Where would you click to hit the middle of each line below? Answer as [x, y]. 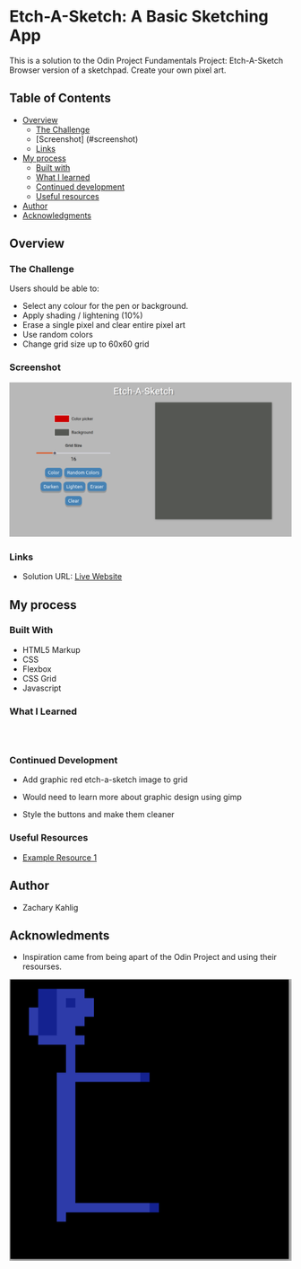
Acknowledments [60, 935]
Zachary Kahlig [50, 907]
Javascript [42, 688]
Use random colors [58, 335]
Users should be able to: [55, 288]
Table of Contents [60, 98]
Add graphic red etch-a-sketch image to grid [105, 780]
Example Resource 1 [59, 857]
